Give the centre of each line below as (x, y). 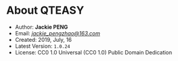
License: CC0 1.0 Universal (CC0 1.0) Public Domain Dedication (94, 52)
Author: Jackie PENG (41, 27)
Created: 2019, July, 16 (43, 39)
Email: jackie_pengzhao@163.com (58, 33)
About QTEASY (45, 10)
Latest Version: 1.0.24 (43, 46)
